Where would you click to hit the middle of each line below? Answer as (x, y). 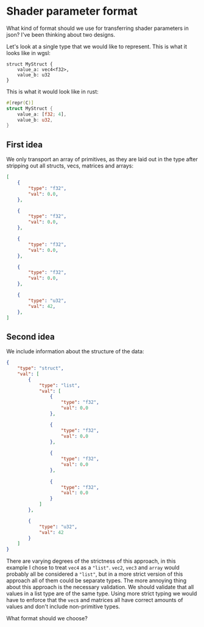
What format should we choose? (47, 618)
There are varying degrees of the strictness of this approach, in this (91, 561)
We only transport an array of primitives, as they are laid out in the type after (102, 159)
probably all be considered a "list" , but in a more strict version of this (95, 574)
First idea (24, 145)
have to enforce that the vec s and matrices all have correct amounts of (95, 600)
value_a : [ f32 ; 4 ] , (42, 114)
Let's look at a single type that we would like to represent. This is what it (97, 46)
